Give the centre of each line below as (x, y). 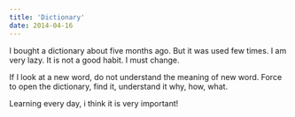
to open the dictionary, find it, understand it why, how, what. (119, 86)
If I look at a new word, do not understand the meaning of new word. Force (146, 77)
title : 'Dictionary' (47, 17)
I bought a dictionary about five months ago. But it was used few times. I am (148, 50)
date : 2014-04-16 (41, 26)
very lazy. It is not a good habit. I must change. (94, 60)
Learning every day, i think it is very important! (94, 103)
